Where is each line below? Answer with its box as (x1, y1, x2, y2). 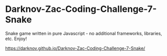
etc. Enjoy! (5, 36, 27, 42)
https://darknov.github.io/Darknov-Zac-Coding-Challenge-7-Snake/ (5, 45, 145, 51)
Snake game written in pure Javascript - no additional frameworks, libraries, (5, 30, 162, 36)
